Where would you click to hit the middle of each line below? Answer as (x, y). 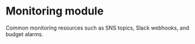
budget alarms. (25, 34)
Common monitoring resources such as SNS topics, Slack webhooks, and (97, 28)
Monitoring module (55, 11)
